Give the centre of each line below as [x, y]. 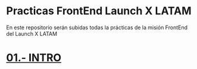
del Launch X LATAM [32, 33]
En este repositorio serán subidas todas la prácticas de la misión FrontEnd [97, 27]
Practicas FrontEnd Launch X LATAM [99, 11]
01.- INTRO [34, 58]
